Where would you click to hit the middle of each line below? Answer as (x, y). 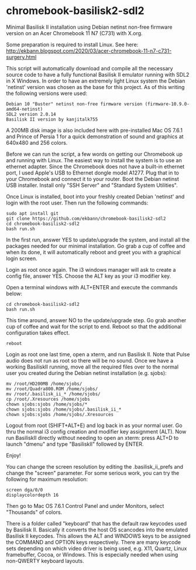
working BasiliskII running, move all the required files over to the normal (92, 367)
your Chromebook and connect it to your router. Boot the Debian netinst (93, 179)
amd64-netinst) (25, 109)
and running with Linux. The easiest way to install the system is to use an (94, 160)
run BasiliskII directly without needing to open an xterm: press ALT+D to (92, 438)
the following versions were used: (47, 93)
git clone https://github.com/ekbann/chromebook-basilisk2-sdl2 (86, 219)
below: (14, 293)
